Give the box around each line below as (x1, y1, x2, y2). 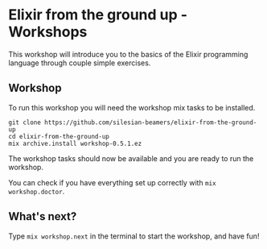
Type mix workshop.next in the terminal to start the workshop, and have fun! (8, 231, 260, 241)
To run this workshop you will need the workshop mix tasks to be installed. (8, 102, 256, 112)
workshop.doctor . (8, 186, 65, 196)
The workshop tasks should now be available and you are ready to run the (8, 153, 254, 163)
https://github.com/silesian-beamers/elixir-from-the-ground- (43, 118, 257, 127)
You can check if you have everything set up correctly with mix (8, 177, 216, 187)
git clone (8, 118, 42, 127)
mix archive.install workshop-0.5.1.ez (8, 139, 142, 147)
